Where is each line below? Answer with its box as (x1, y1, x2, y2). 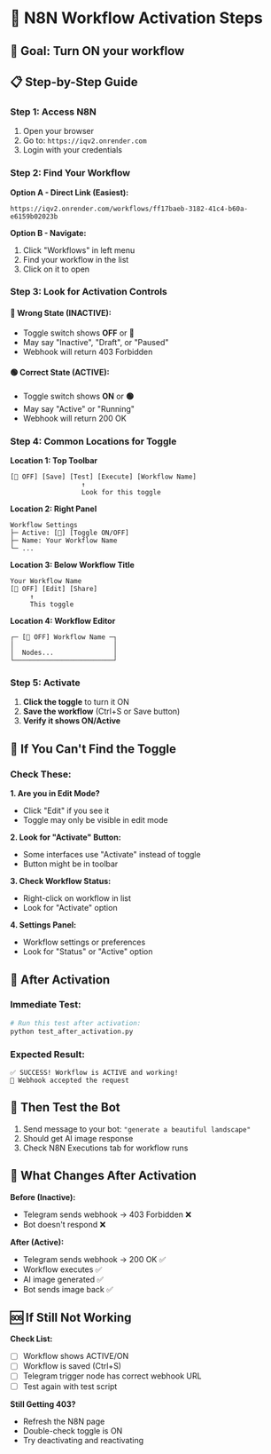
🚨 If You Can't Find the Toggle (10, 741, 176, 756)
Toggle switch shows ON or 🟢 (22, 391, 135, 401)
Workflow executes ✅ (22, 1264, 103, 1275)
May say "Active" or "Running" (22, 403, 135, 414)
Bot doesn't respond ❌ (22, 1219, 106, 1229)
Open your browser (22, 126, 94, 137)
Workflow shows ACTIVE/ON (22, 1351, 129, 1362)
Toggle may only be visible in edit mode (22, 815, 168, 826)
